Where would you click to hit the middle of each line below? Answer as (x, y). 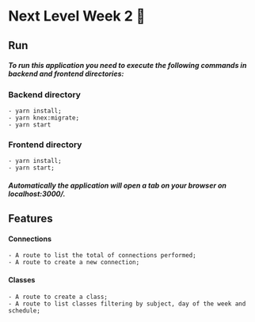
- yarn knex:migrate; (44, 118)
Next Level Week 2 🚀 (77, 16)
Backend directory (45, 94)
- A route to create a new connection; (74, 263)
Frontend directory (45, 144)
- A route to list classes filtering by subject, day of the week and (127, 304)
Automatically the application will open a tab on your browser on (118, 185)
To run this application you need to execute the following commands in (127, 66)
